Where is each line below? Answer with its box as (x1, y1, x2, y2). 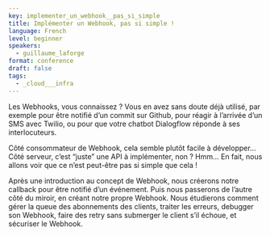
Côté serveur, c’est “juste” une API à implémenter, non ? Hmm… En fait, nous (8, 151, 263, 162)
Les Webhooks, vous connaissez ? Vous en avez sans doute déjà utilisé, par (8, 102, 260, 111)
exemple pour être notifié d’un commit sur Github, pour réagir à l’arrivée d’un (8, 110, 263, 120)
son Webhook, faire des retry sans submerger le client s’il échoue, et (8, 210, 237, 220)
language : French (8, 27, 67, 35)
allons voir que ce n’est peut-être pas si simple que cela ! (8, 160, 197, 170)
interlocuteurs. (8, 127, 57, 137)
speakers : (8, 42, 42, 50)
